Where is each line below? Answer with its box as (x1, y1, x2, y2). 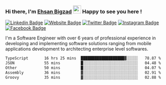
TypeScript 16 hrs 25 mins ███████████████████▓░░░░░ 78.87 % (5, 56, 161, 61)
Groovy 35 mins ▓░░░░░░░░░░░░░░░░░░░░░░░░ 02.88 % (5, 75, 161, 80)
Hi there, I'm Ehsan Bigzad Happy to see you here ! (5, 8, 142, 15)
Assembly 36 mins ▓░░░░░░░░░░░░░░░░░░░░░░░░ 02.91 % (5, 70, 161, 75)
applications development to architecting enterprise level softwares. (5, 46, 149, 52)
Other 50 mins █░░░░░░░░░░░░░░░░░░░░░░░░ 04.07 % (5, 66, 161, 71)
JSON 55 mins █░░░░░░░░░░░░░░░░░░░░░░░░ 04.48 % (5, 60, 161, 66)
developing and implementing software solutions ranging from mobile (5, 40, 152, 47)
